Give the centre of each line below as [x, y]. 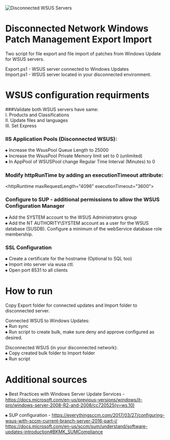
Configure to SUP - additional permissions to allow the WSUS [82, 200]
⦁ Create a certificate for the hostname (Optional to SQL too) [69, 259]
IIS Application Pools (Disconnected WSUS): [61, 139]
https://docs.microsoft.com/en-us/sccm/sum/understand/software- [77, 426]
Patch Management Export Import [79, 40]
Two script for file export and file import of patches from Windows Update [83, 53]
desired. [14, 338]
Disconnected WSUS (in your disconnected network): [62, 348]
